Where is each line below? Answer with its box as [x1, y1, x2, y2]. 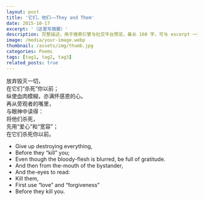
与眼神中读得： [6, 107, 44, 115]
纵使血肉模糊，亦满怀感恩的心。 [6, 92, 86, 100]
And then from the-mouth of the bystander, [15, 162, 123, 169]
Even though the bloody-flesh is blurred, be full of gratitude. [15, 155, 166, 163]
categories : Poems [6, 49, 53, 55]
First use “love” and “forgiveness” [15, 181, 100, 188]
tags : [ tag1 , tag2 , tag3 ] [6, 54, 72, 60]
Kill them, [15, 174, 39, 182]
